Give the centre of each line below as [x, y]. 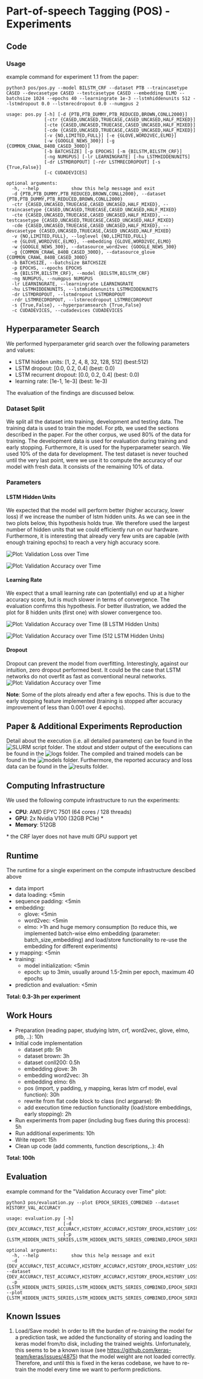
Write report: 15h [36, 1139]
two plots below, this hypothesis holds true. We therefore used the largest [98, 523]
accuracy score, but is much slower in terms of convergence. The [88, 600]
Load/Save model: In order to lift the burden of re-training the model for [104, 1331]
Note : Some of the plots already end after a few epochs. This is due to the [98, 694]
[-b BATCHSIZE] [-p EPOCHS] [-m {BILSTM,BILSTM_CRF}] [113, 151]
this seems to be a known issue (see [60, 1350]
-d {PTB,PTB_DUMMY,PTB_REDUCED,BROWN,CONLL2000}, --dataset [89, 194]
